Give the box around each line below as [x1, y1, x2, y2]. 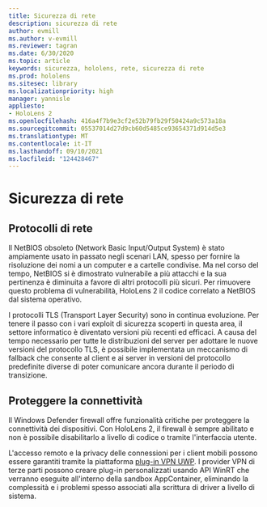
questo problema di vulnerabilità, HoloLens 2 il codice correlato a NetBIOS [8, 286, 256, 296]
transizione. [8, 370, 48, 380]
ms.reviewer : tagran [8, 42, 78, 50]
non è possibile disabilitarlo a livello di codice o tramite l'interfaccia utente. [8, 433, 257, 442]
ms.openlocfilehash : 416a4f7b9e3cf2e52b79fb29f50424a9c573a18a [8, 117, 227, 125]
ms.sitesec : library [8, 79, 78, 87]
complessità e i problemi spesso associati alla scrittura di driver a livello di [8, 483, 255, 492]
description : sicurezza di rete [8, 19, 117, 27]
